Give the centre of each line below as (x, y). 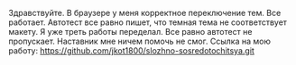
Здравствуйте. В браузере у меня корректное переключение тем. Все (145, 13)
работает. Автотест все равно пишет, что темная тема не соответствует (148, 22)
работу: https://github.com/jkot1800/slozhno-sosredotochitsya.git (131, 51)
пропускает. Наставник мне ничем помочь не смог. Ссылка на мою (140, 41)
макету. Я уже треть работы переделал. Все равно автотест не (130, 32)
